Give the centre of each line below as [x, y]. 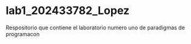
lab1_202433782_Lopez [68, 11]
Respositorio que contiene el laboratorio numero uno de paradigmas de [95, 28]
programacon [23, 34]
